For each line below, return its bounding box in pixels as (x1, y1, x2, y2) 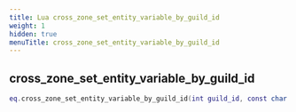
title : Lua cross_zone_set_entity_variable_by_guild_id (9, 12, 220, 22)
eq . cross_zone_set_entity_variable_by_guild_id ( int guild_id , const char (9, 94, 288, 103)
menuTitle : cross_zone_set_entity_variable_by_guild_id (9, 37, 220, 47)
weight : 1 (9, 21, 46, 30)
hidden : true (9, 29, 58, 38)
